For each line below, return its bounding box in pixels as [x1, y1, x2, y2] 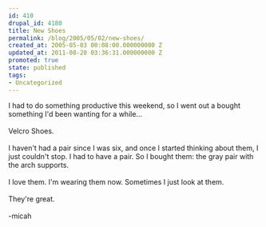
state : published [8, 64, 66, 72]
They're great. [8, 193, 55, 204]
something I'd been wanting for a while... [8, 109, 142, 118]
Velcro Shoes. [8, 125, 54, 136]
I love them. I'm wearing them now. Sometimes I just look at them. [8, 177, 224, 186]
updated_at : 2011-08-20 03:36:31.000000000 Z [8, 49, 162, 57]
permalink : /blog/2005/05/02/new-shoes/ [8, 34, 145, 42]
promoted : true [8, 57, 59, 65]
